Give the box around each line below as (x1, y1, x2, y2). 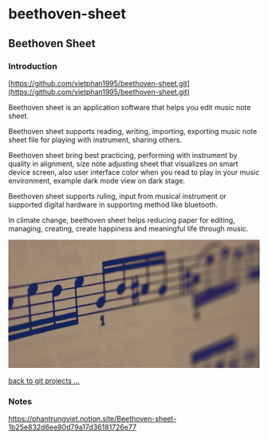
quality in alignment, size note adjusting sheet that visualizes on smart (8, 159, 238, 168)
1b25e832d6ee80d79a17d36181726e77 (8, 422, 137, 432)
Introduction (8, 61, 57, 72)
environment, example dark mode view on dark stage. (8, 176, 186, 185)
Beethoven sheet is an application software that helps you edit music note (8, 102, 251, 112)
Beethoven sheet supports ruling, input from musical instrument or (8, 191, 227, 200)
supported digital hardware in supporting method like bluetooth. (8, 200, 218, 209)
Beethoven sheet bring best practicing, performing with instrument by (8, 150, 238, 160)
